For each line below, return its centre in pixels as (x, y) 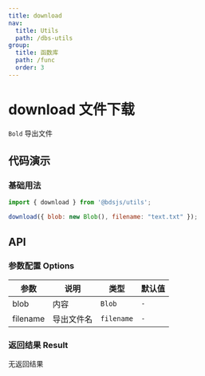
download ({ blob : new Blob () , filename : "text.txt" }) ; (103, 217)
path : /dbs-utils (44, 38)
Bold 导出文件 (31, 133)
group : (19, 46)
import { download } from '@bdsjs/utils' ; (80, 203)
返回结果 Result (38, 345)
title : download (35, 16)
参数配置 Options (41, 266)
